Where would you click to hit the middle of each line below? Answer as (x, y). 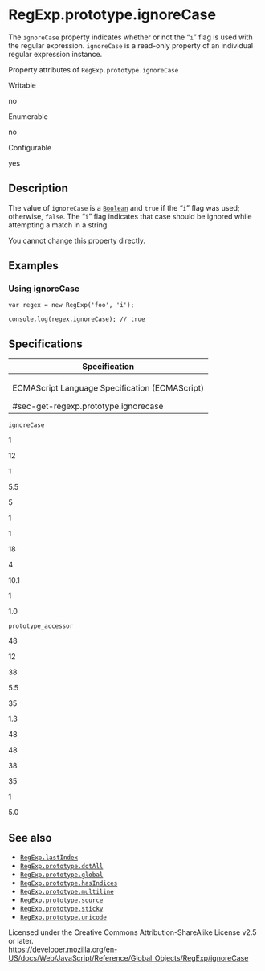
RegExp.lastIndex (49, 858)
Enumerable (28, 116)
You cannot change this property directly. (77, 240)
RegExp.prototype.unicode (63, 918)
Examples (33, 266)
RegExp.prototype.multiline (67, 892)
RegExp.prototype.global (61, 875)
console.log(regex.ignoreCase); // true (77, 319)
